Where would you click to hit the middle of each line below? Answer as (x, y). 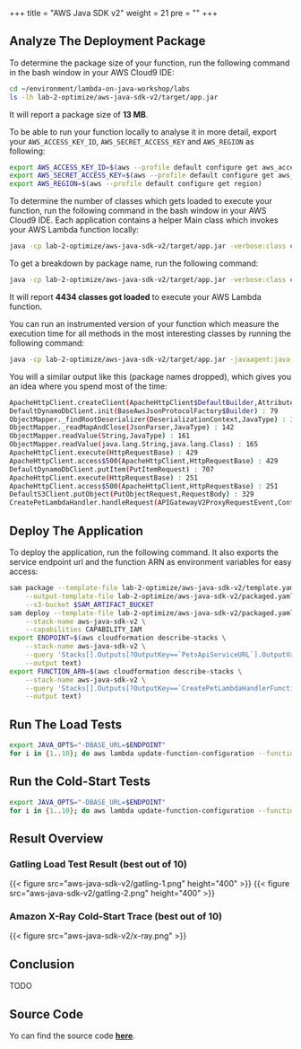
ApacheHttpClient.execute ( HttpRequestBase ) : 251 (104, 478)
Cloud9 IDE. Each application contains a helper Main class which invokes (144, 220)
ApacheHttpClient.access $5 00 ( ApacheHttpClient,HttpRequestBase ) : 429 (144, 461)
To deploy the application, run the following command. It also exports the (144, 552)
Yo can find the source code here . (73, 1036)
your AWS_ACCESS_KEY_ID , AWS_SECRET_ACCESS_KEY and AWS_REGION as (132, 141)
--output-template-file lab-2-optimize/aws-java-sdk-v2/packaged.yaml (160, 596)
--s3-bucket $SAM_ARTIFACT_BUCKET (90, 604)
